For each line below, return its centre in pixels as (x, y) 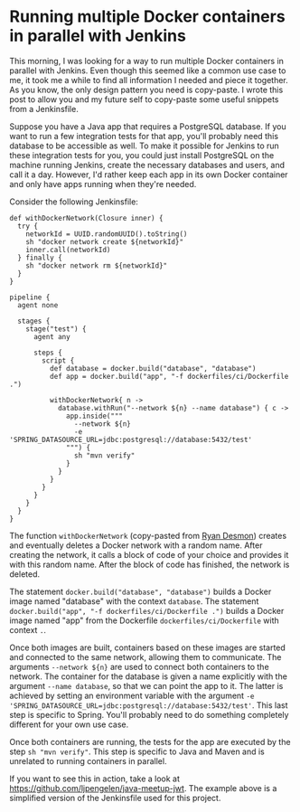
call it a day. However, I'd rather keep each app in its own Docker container (149, 175)
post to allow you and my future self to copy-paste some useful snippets (144, 99)
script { (58, 360)
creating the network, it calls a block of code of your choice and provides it (149, 554)
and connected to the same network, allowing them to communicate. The (145, 656)
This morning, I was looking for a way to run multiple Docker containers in (147, 61)
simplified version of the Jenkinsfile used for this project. (115, 798)
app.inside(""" (95, 416)
